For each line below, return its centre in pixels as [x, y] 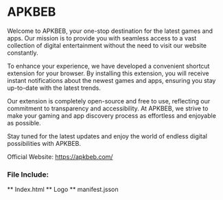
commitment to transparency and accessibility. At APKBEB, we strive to [108, 108]
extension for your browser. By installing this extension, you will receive [108, 73]
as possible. [24, 123]
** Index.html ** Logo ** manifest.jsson [63, 190]
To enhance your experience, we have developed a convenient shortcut [108, 66]
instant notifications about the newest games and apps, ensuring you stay [111, 80]
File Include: [28, 174]
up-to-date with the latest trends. [54, 88]
